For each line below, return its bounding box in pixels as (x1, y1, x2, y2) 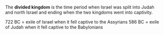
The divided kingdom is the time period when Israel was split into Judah (5, 4, 154, 10)
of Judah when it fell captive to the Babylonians (5, 24, 103, 30)
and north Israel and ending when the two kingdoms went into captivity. (5, 9, 153, 15)
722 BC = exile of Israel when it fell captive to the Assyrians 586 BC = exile (5, 19, 159, 25)
